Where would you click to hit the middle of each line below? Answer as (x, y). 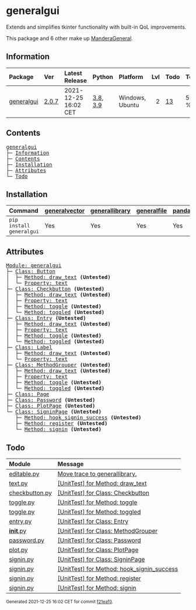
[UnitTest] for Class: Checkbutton (104, 493)
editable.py (24, 474)
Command (24, 211)
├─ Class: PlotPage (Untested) (51, 406)
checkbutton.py (31, 493)
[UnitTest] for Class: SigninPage (101, 559)
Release (76, 80)
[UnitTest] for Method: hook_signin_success (118, 569)
